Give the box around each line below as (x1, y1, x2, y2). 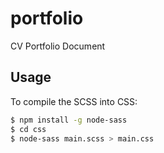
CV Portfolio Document (10, 40, 106, 52)
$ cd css (10, 124, 47, 134)
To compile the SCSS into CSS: (10, 95, 138, 107)
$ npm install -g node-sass (10, 115, 128, 125)
